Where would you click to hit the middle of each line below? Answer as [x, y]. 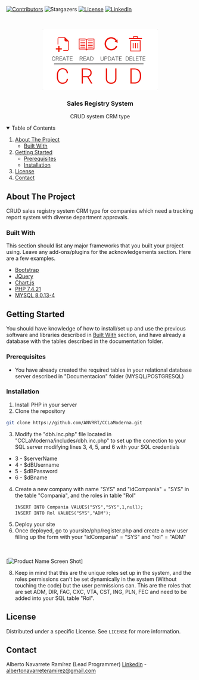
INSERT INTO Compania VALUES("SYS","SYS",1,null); [79, 507]
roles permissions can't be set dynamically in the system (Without [96, 579]
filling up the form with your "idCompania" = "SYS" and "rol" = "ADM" [100, 537]
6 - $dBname [31, 477]
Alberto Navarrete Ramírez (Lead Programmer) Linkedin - [77, 664]
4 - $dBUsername [37, 465]
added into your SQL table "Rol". [55, 598]
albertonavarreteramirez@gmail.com [51, 671]
